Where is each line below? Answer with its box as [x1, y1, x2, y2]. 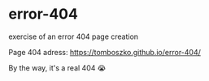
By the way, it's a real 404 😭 [8, 62, 107, 73]
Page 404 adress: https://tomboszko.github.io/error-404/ [8, 47, 201, 57]
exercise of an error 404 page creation [8, 32, 139, 41]
